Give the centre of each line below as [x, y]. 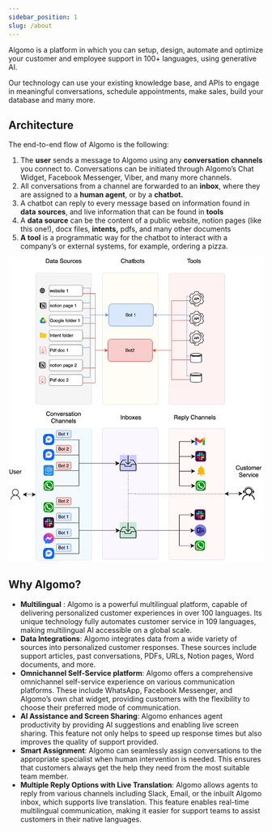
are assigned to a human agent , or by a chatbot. [102, 195]
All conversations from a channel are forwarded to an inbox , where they [140, 186]
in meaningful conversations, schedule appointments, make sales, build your [136, 91]
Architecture [41, 125]
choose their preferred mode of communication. [100, 707]
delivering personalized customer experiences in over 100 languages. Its [141, 613]
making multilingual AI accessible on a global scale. [106, 630]
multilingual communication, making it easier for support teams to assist [140, 810]
